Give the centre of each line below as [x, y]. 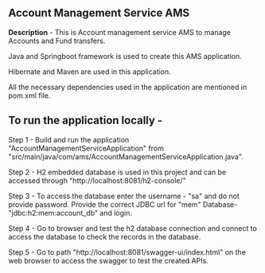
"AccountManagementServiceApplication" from [86, 148]
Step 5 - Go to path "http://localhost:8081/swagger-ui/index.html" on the [127, 252]
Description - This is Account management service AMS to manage [119, 32]
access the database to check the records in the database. [105, 236]
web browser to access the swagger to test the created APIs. [108, 260]
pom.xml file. [29, 96]
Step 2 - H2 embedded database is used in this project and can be [117, 172]
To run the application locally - [86, 121]
